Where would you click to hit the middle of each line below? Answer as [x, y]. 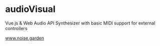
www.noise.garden [25, 38]
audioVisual [30, 9]
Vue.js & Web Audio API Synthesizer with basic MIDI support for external [80, 23]
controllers [16, 28]
